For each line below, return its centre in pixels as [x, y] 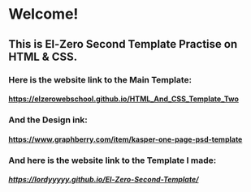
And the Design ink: [48, 120]
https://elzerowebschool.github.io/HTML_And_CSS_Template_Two [124, 99]
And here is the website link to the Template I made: [113, 160]
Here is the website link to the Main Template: [100, 79]
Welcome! [43, 14]
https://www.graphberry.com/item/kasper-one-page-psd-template [125, 139]
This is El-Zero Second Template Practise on [123, 44]
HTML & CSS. [43, 56]
